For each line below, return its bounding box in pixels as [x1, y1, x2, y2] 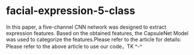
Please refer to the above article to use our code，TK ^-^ [6, 43, 143, 50]
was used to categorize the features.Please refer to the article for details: [6, 36, 182, 43]
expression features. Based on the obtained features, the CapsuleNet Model [6, 29, 189, 36]
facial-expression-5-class [6, 4, 136, 18]
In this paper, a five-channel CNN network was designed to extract [6, 23, 167, 30]
